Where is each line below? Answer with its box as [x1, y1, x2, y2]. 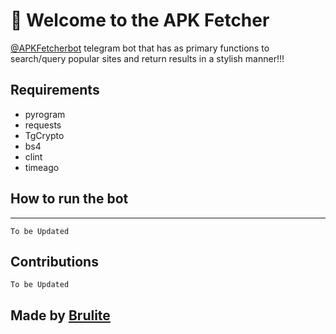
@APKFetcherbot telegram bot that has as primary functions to [10, 42, 270, 54]
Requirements [10, 82, 100, 99]
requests [24, 119, 62, 131]
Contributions [10, 253, 99, 270]
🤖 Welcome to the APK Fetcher [10, 9, 270, 32]
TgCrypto [24, 129, 65, 141]
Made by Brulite [10, 307, 111, 324]
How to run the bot [10, 190, 129, 208]
